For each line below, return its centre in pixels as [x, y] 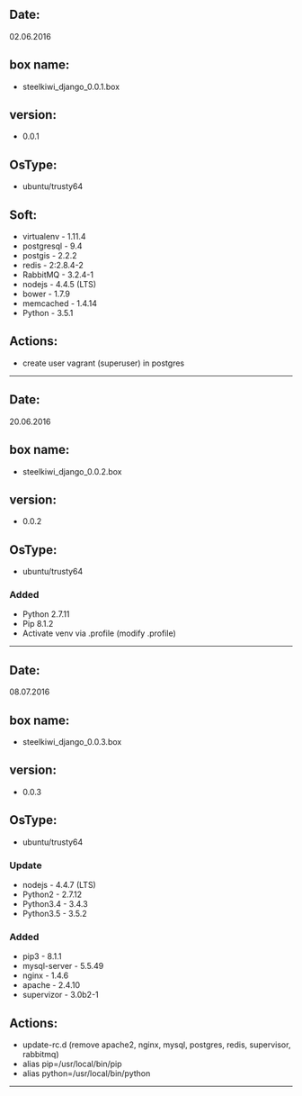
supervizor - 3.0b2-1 [60, 995]
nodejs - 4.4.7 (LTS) [59, 884]
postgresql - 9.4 [52, 246]
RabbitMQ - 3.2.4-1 [58, 275]
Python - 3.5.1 [48, 313]
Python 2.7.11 [46, 614]
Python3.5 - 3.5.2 [54, 913]
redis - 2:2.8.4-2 [53, 266]
